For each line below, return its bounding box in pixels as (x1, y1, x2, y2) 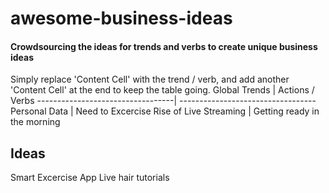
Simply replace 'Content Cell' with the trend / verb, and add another (10, 73, 290, 86)
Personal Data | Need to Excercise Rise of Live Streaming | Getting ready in (10, 105, 320, 117)
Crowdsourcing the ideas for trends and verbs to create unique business (10, 40, 318, 52)
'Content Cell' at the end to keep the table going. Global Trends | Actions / (10, 84, 315, 96)
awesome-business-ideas (10, 7, 233, 30)
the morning (10, 116, 61, 128)
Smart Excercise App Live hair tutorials (10, 172, 170, 184)
